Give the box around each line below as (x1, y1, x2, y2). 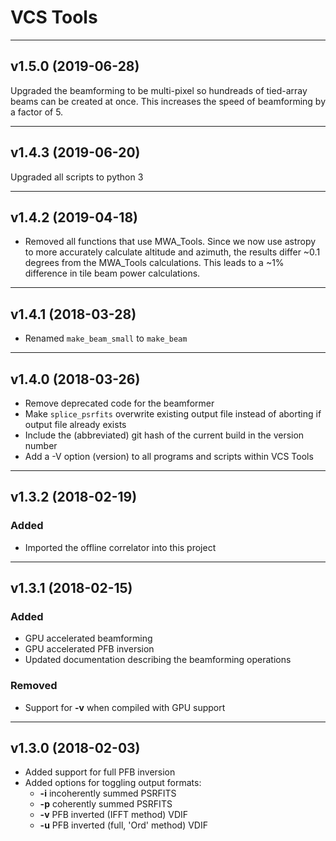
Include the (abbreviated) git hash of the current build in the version (24, 429, 305, 441)
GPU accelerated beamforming (24, 632, 153, 645)
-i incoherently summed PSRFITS (39, 787, 177, 800)
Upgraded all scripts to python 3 (10, 171, 144, 183)
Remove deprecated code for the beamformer (24, 397, 215, 409)
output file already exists (24, 419, 127, 430)
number (24, 440, 58, 451)
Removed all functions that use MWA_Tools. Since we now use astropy (24, 236, 317, 248)
